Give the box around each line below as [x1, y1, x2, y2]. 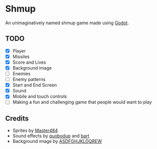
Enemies [12, 71, 31, 76]
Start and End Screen [12, 82, 57, 88]
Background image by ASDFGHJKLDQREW [12, 138, 102, 144]
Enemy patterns [12, 76, 46, 82]
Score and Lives [12, 59, 46, 65]
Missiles [12, 54, 30, 60]
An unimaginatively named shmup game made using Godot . [5, 20, 129, 26]
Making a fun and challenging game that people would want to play [12, 99, 152, 105]
